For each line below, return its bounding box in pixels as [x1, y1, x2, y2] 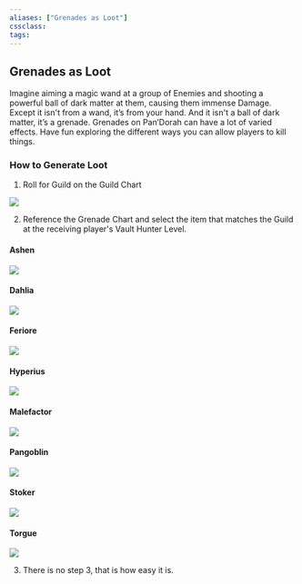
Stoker [9, 487, 35, 498]
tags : [9, 30, 30, 39]
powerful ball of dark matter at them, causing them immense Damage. [9, 97, 272, 109]
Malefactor [9, 406, 53, 417]
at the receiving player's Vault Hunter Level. [22, 223, 187, 234]
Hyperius [9, 365, 45, 377]
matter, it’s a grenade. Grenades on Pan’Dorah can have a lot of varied [9, 117, 273, 128]
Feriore [9, 325, 37, 336]
